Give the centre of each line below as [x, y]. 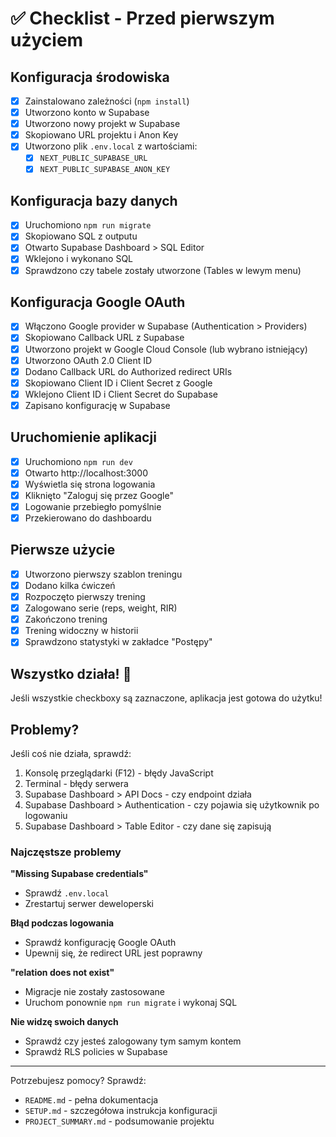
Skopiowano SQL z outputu [81, 236]
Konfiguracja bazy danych [94, 200]
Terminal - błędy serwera [76, 783]
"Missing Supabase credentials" [79, 874]
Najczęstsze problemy [66, 852]
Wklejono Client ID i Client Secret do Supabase [121, 394]
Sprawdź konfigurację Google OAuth [100, 943]
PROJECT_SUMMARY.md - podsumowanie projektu [119, 1121]
